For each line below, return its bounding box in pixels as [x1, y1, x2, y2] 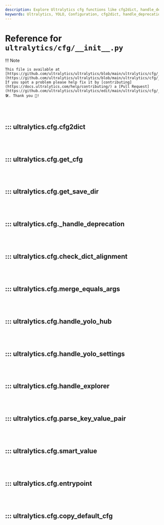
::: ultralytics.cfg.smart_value [5, 447, 98, 455]
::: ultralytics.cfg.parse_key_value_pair [5, 415, 126, 423]
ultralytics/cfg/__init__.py [5, 43, 123, 52]
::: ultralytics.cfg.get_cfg [5, 155, 83, 163]
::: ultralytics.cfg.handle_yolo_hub [5, 317, 112, 325]
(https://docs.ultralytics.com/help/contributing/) [5, 84, 112, 89]
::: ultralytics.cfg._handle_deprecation [5, 220, 125, 228]
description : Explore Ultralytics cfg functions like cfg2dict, [5, 7, 139, 12]
